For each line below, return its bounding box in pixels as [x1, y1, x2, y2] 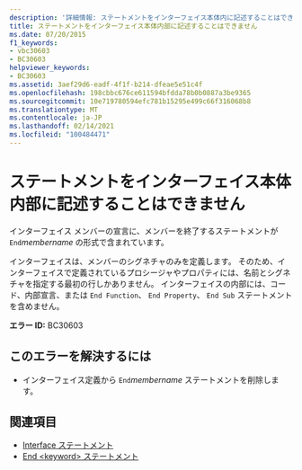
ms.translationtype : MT [9, 105, 99, 114]
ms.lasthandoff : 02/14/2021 [9, 122, 115, 131]
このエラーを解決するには [9, 349, 151, 364]
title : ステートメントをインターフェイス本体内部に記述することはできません [9, 22, 258, 31]
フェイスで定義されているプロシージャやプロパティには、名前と [32, 267, 268, 278]
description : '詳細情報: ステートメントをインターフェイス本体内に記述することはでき [9, 13, 294, 22]
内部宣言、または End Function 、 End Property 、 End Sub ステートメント [24, 289, 293, 300]
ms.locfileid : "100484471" [9, 130, 111, 139]
